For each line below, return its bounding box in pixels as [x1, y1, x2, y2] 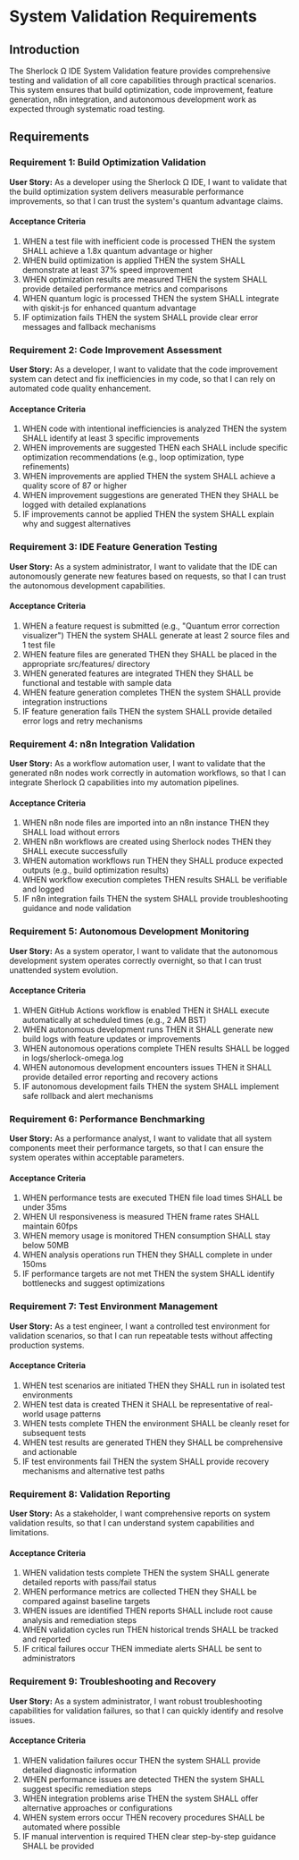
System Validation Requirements [9, 6, 257, 27]
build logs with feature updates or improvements [21, 1033, 201, 1044]
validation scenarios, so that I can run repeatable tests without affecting [9, 1330, 273, 1340]
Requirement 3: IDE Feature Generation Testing [9, 541, 218, 554]
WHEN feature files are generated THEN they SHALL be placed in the [21, 648, 278, 659]
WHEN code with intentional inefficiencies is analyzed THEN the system [21, 423, 287, 435]
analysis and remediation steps [21, 1615, 137, 1626]
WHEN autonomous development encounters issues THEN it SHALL [21, 1061, 272, 1072]
